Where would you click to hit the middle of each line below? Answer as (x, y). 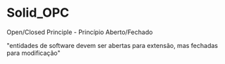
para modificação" (34, 53)
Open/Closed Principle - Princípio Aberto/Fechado (80, 32)
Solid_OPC (38, 13)
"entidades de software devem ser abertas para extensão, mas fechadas (112, 45)
